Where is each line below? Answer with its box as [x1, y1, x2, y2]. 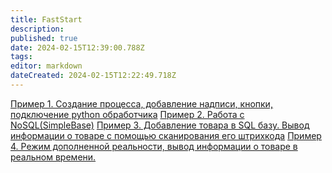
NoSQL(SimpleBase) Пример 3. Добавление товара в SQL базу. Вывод [10, 119, 310, 131]
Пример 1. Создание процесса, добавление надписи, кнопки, [10, 97, 273, 110]
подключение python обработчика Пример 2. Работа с [10, 108, 245, 120]
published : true [10, 33, 78, 43]
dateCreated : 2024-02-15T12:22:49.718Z [10, 71, 177, 81]
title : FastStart [10, 14, 83, 25]
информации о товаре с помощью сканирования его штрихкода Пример [10, 129, 322, 141]
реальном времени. [10, 151, 97, 163]
